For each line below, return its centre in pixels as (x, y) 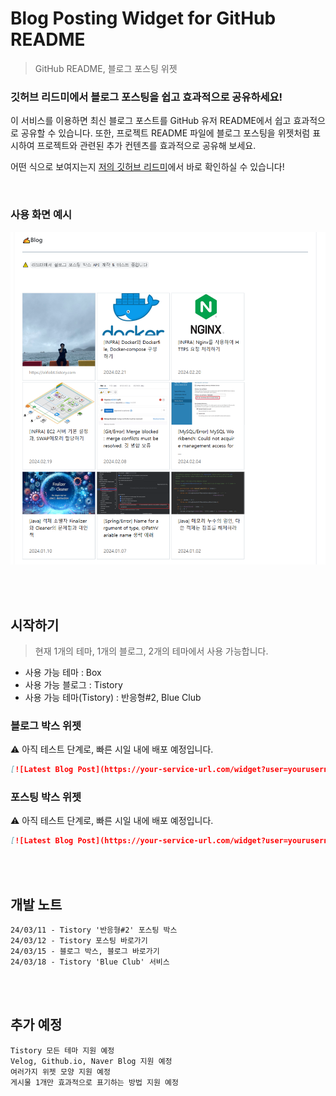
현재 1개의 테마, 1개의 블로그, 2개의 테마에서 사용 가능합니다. (151, 651)
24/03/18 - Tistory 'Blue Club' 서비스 (90, 962)
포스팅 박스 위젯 (46, 797)
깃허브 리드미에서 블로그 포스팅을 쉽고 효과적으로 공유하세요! (146, 97)
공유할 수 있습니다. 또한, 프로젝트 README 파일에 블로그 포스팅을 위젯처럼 (165, 133)
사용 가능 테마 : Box (63, 672)
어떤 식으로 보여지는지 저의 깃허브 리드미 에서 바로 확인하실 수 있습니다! (147, 167)
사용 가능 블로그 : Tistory (73, 684)
